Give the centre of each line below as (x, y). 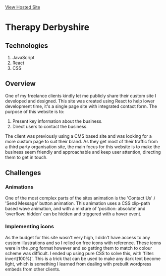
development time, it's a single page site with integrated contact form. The (81, 106)
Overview (21, 84)
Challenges (23, 173)
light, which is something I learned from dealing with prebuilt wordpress (78, 264)
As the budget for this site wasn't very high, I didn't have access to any (78, 237)
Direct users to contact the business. (50, 126)
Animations (19, 187)
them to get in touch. (27, 157)
